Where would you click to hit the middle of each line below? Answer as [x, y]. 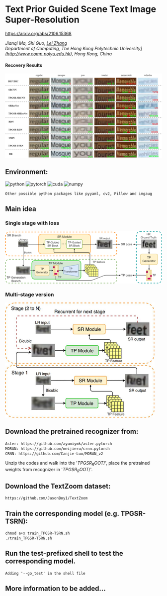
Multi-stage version [30, 295]
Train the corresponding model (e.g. [62, 513]
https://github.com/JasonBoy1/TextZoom [46, 498]
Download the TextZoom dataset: [58, 486]
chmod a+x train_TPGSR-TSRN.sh [38, 533]
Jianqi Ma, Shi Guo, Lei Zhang [36, 43]
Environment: [27, 172]
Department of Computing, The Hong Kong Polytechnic [62, 48]
